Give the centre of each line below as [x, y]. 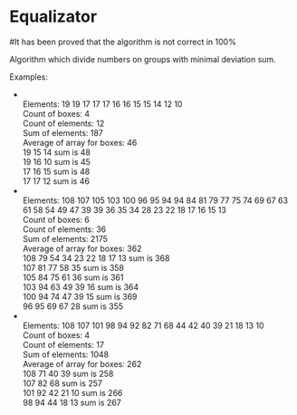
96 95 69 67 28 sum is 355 [73, 306]
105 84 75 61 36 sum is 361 [73, 277]
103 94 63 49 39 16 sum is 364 [81, 286]
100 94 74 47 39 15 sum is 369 [80, 296]
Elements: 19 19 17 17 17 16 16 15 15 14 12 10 [102, 104]
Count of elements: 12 [63, 123]
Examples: [29, 77]
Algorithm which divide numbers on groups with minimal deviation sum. [143, 59]
